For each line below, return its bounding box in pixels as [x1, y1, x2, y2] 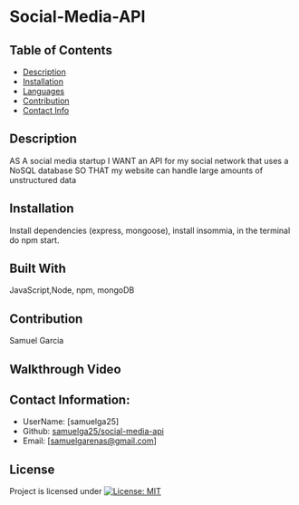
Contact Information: [9, 393, 130, 408]
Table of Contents [9, 43, 113, 58]
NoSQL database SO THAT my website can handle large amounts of [9, 165, 264, 176]
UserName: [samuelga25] [22, 416, 120, 427]
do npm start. [9, 234, 60, 246]
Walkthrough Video [9, 361, 121, 377]
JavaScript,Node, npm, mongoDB [9, 285, 135, 296]
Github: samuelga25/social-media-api [22, 426, 165, 437]
